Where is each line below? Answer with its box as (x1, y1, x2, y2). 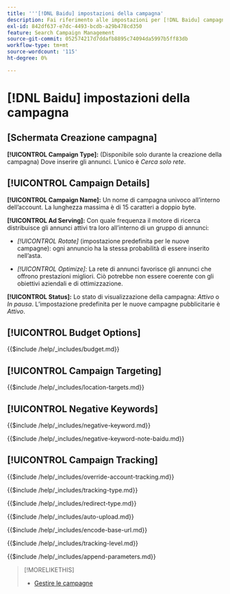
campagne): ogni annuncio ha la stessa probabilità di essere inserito (16, 244, 210, 252)
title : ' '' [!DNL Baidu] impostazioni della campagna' (7, 10, 164, 17)
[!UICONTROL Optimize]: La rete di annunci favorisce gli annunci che (16, 265, 212, 273)
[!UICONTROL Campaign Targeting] (7, 365, 162, 377)
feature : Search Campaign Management (7, 29, 115, 36)
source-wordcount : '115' (7, 49, 78, 56)
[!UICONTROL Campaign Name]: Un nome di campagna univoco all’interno (7, 195, 220, 204)
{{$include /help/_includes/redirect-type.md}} (7, 499, 137, 508)
